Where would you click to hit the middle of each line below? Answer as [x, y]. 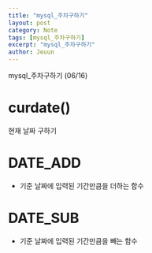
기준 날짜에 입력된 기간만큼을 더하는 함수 [82, 185]
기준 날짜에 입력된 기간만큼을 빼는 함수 [78, 240]
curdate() [39, 108]
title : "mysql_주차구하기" [48, 15]
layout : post [30, 23]
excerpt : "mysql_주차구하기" [52, 45]
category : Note [33, 30]
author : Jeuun [32, 52]
